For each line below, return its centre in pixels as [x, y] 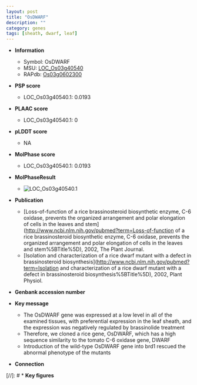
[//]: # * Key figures [30, 376]
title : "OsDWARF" [27, 17]
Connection [29, 364]
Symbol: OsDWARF [47, 62]
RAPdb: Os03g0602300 [53, 74]
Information [29, 50]
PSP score [27, 86]
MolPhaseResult [35, 177]
